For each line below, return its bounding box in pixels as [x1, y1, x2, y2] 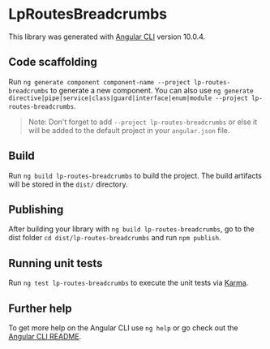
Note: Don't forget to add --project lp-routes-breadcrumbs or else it [28, 117, 258, 127]
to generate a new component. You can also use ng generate [49, 85, 254, 95]
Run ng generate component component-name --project [8, 76, 191, 86]
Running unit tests [8, 256, 103, 270]
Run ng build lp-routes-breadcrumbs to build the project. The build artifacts [8, 170, 262, 180]
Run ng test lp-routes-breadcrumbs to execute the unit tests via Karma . [8, 278, 249, 288]
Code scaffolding [8, 55, 97, 69]
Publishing [8, 202, 64, 216]
